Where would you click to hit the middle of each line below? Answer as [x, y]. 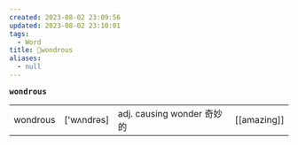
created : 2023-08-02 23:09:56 [65, 17]
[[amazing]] [259, 119]
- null [29, 67]
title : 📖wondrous [41, 50]
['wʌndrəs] [86, 119]
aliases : [25, 58]
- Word [29, 42]
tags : [19, 34]
